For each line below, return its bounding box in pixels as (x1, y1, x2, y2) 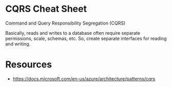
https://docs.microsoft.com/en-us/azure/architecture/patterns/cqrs (12, 75, 156, 82)
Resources (5, 59, 52, 71)
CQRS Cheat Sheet (5, 3, 87, 15)
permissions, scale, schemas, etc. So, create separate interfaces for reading (5, 35, 167, 41)
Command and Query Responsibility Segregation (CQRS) (5, 20, 126, 26)
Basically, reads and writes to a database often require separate (5, 30, 140, 36)
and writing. (5, 40, 31, 47)
